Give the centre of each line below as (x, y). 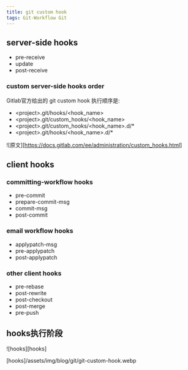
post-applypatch (36, 257)
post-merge (30, 306)
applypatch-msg (36, 244)
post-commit (31, 215)
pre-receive (30, 57)
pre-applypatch (35, 251)
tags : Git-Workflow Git (37, 18)
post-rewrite (31, 293)
